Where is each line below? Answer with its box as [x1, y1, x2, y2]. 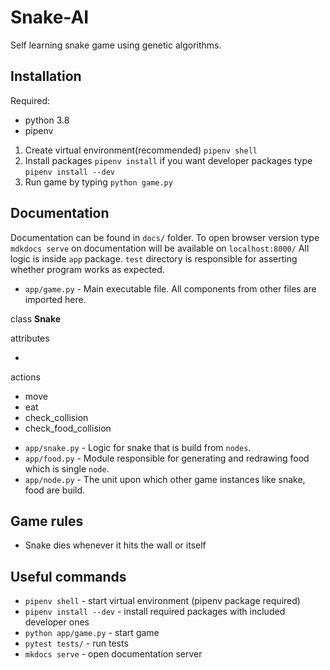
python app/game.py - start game [24, 627, 160, 639]
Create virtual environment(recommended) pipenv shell [24, 144, 258, 156]
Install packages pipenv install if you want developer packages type [24, 154, 313, 166]
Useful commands [10, 568, 127, 585]
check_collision [24, 411, 89, 423]
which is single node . [24, 462, 110, 475]
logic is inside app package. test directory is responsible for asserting [10, 252, 298, 265]
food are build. [24, 484, 86, 496]
